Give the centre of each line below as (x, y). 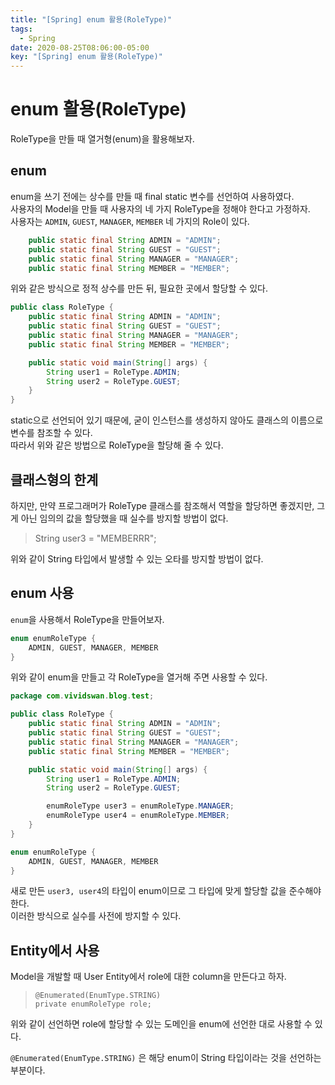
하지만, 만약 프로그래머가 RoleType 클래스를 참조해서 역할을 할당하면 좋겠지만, (162, 505)
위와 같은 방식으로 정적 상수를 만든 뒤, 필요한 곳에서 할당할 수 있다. (139, 288)
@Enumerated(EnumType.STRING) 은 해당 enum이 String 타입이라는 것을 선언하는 (166, 1058)
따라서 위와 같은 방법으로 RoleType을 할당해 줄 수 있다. (117, 445)
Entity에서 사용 (55, 950)
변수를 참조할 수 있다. (51, 433)
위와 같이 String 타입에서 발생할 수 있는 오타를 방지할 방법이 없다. (137, 558)
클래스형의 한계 (54, 479)
